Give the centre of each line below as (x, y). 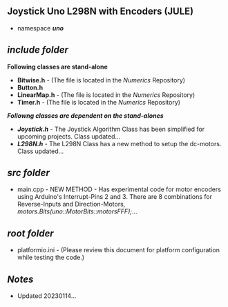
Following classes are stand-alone (58, 67)
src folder (29, 173)
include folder (38, 50)
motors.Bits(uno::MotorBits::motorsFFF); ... (77, 211)
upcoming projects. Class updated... (69, 136)
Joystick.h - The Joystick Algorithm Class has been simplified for (111, 129)
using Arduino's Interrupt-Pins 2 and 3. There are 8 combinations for (115, 197)
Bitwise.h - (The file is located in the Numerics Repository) (101, 80)
